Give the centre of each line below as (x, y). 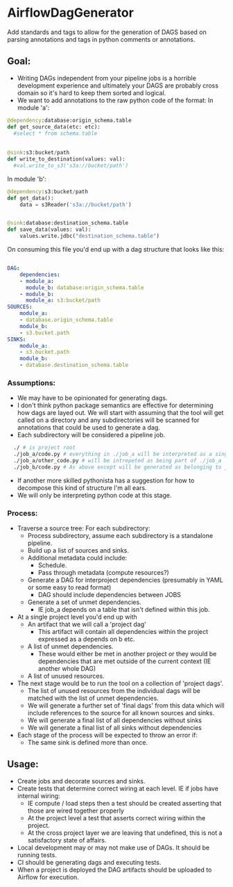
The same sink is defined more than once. (87, 742)
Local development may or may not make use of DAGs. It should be (113, 847)
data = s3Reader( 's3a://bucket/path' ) (76, 204)
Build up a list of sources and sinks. (78, 551)
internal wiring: (38, 796)
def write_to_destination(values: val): (67, 159)
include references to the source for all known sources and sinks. (121, 713)
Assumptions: (32, 382)
